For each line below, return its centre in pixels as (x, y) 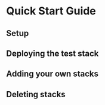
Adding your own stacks (52, 74)
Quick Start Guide (51, 11)
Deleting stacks (36, 94)
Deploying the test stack (52, 53)
